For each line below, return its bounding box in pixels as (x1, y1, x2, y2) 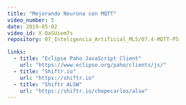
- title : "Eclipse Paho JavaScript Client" (13, 55, 141, 63)
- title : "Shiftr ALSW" (13, 81, 82, 88)
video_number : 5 (7, 17, 54, 24)
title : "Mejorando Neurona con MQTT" (7, 10, 117, 17)
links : (7, 49, 26, 56)
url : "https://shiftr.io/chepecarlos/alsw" (20, 88, 148, 95)
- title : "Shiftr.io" (13, 67, 77, 75)
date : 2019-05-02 (7, 23, 58, 30)
